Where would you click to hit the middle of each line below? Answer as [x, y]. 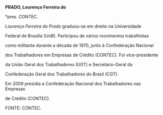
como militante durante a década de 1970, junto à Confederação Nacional [79, 45]
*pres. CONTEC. [22, 17]
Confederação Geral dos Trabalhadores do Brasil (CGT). [62, 74]
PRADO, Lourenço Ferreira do [36, 7]
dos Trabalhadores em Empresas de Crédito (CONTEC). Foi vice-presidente [82, 55]
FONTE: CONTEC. [23, 108]
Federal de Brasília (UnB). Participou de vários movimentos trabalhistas [77, 36]
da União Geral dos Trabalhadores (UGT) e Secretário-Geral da [69, 64]
